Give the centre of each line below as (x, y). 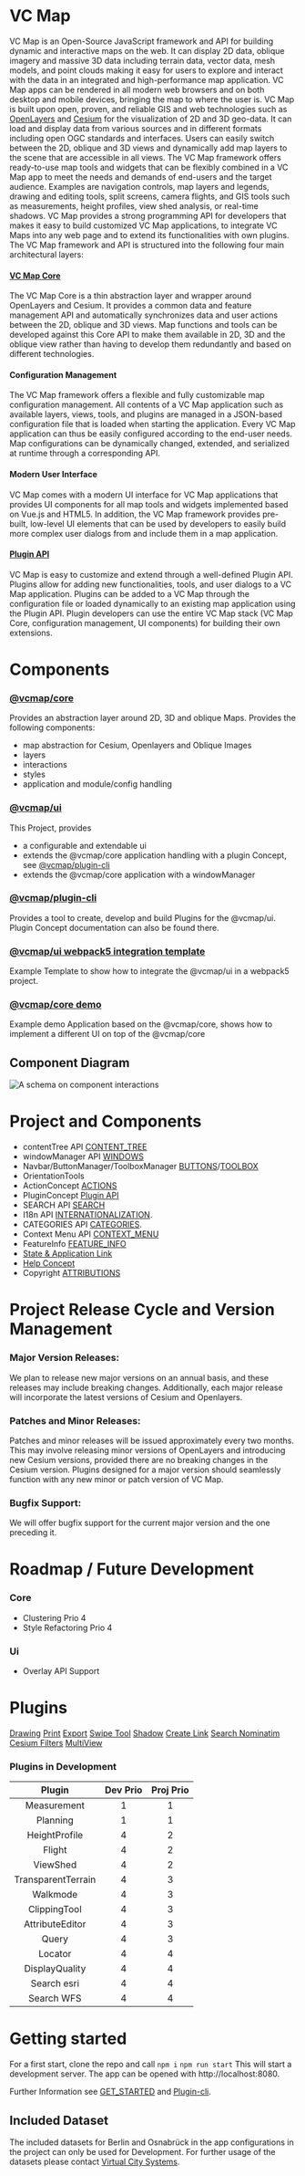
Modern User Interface (54, 474)
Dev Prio (123, 1790)
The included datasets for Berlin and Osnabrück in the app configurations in (152, 2142)
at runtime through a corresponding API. (85, 454)
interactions (45, 765)
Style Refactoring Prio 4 (67, 1627)
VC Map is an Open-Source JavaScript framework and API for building (142, 41)
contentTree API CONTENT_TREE (85, 1147)
